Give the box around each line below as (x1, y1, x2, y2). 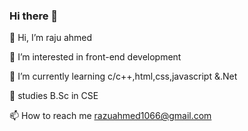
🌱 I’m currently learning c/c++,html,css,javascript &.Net (9, 70, 238, 83)
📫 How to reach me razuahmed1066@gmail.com (9, 110, 212, 122)
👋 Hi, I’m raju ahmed (9, 32, 93, 44)
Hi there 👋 (9, 9, 59, 23)
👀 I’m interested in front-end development (9, 51, 182, 63)
